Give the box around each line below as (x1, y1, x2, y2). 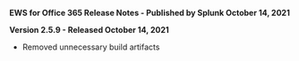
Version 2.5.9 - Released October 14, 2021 (9, 25, 170, 34)
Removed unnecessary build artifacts (21, 42, 160, 52)
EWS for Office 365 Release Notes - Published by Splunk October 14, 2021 (9, 8, 291, 18)
